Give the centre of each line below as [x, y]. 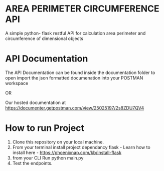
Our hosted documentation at [36, 102]
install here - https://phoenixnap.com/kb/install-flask [67, 152]
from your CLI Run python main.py [48, 157]
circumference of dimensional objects [44, 38]
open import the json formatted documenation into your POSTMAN [74, 77]
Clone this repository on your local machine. [58, 142]
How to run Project [45, 128]
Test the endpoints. [32, 163]
